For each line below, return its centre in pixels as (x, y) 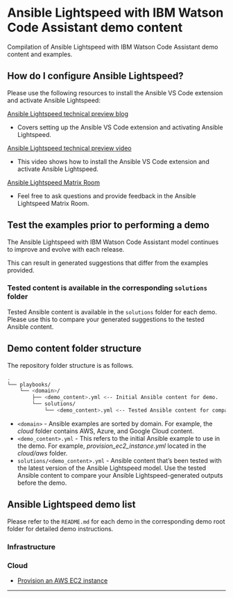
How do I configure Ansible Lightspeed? (95, 76)
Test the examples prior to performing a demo (109, 225)
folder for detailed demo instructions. (60, 528)
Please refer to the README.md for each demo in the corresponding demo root (116, 521)
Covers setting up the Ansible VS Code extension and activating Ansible (120, 127)
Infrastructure (32, 547)
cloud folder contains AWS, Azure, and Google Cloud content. (105, 431)
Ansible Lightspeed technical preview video (69, 148)
